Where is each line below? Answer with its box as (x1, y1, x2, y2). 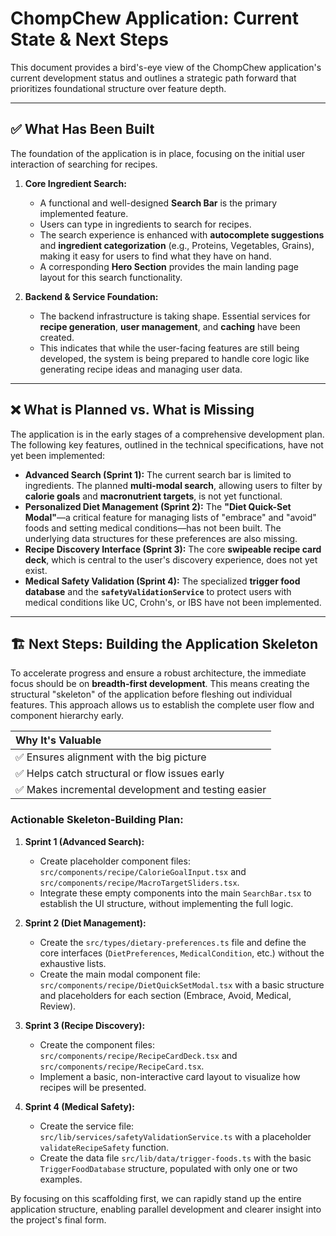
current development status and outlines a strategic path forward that (10, 72, 297, 84)
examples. (39, 1173, 83, 1185)
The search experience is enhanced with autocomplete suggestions (39, 228, 325, 241)
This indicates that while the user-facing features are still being (39, 342, 300, 354)
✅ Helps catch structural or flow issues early (15, 767, 225, 781)
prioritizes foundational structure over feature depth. (10, 82, 227, 94)
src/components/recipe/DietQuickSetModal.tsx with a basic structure (39, 978, 325, 991)
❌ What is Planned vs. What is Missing (10, 402, 255, 419)
